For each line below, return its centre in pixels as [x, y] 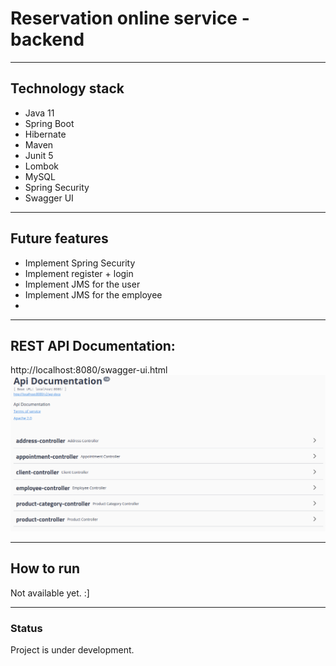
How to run [45, 568]
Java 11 [39, 113]
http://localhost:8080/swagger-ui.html [89, 370]
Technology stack [67, 88]
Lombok [42, 166]
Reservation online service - [130, 18]
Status [26, 628]
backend [47, 39]
